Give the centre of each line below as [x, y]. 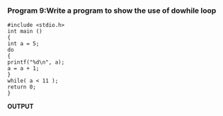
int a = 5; [23, 44]
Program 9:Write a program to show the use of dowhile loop [112, 11]
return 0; [22, 87]
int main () [25, 31]
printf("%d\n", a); [36, 62]
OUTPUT [21, 106]
